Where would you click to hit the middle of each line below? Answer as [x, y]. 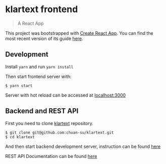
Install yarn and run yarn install [39, 66]
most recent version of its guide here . [44, 38]
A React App [31, 23]
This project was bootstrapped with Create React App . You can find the [79, 33]
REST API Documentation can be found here [51, 156]
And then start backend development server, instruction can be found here [83, 146]
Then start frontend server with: [38, 76]
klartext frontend [42, 9]
